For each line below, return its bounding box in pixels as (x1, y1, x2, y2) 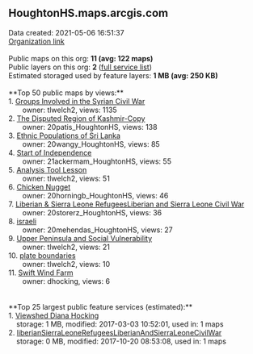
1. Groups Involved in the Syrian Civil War (8, 96, 145, 106)
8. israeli (8, 216, 37, 226)
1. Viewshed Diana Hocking (8, 310, 99, 320)
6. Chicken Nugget (8, 181, 71, 192)
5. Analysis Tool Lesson (8, 165, 87, 174)
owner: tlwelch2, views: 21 (22, 242, 111, 252)
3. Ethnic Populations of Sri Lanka (8, 131, 121, 140)
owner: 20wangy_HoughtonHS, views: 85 (22, 139, 160, 148)
